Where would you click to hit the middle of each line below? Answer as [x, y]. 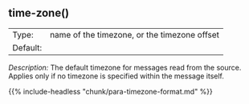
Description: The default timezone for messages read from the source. [125, 67]
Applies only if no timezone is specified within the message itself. [116, 76]
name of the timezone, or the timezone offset [134, 34]
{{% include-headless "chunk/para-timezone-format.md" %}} [110, 91]
